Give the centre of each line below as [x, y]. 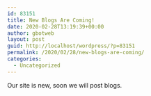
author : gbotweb [31, 33]
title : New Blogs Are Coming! [51, 20]
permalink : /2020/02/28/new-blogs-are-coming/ [76, 53]
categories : [24, 59]
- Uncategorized [37, 65]
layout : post [26, 40]
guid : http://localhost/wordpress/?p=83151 [71, 46]
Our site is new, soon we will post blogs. [65, 85]
